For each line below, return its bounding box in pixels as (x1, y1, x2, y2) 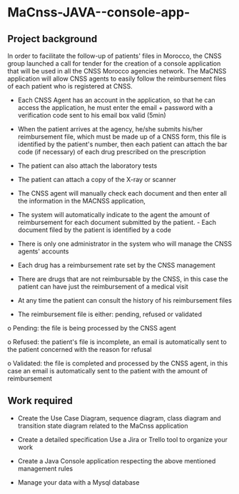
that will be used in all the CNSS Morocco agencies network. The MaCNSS (7, 67, 227, 75)
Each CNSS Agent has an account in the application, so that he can (17, 96, 215, 104)
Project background (7, 33, 98, 45)
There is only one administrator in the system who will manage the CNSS (17, 240, 233, 248)
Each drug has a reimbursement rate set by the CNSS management (17, 261, 215, 269)
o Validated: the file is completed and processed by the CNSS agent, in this (7, 359, 228, 368)
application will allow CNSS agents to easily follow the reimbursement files (7, 74, 227, 83)
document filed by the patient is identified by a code (17, 226, 171, 234)
